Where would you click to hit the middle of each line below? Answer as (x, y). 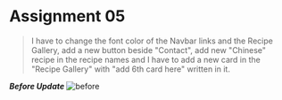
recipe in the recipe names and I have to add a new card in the (145, 59)
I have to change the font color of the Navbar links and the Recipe (152, 41)
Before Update (37, 86)
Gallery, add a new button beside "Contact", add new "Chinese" (148, 50)
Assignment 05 (67, 16)
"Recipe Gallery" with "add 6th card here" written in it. (130, 69)
